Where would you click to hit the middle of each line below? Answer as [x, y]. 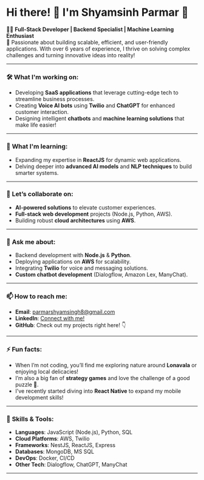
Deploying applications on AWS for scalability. [73, 262]
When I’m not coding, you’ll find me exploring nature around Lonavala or [106, 365]
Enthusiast [20, 35]
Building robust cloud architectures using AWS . [75, 220]
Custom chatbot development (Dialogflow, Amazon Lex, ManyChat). [101, 275]
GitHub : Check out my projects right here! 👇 [70, 325]
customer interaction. [42, 112]
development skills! [39, 397]
